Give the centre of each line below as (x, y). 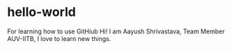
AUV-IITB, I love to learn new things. (59, 38)
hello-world (42, 12)
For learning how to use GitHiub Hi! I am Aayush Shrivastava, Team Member (116, 31)
